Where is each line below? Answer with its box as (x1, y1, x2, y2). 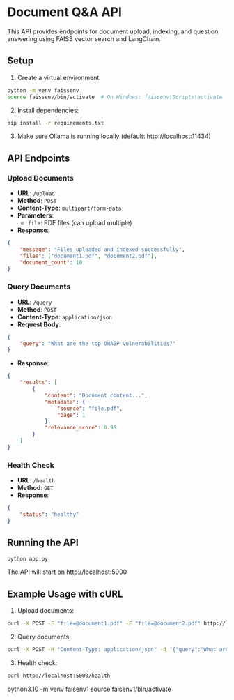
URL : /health (17, 476, 56, 485)
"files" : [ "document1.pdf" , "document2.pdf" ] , (19, 252, 157, 259)
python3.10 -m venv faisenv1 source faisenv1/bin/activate (7, 685, 172, 693)
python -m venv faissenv (7, 86, 79, 94)
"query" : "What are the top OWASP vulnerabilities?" (19, 340, 176, 347)
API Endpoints (7, 152, 70, 164)
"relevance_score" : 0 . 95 (44, 425, 117, 432)
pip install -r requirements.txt (7, 119, 104, 126)
